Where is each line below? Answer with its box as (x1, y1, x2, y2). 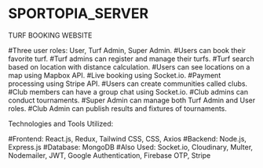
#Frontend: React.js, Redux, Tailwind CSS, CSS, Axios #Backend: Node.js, (8, 134, 247, 143)
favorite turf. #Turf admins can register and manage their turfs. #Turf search (8, 54, 255, 63)
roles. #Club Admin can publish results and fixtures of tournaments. (8, 103, 228, 113)
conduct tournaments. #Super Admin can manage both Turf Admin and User (8, 95, 256, 105)
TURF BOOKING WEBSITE (8, 30, 93, 40)
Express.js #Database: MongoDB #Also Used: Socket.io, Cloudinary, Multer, (8, 142, 254, 152)
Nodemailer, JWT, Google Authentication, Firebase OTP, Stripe (8, 150, 211, 160)
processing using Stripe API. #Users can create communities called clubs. (8, 79, 248, 88)
